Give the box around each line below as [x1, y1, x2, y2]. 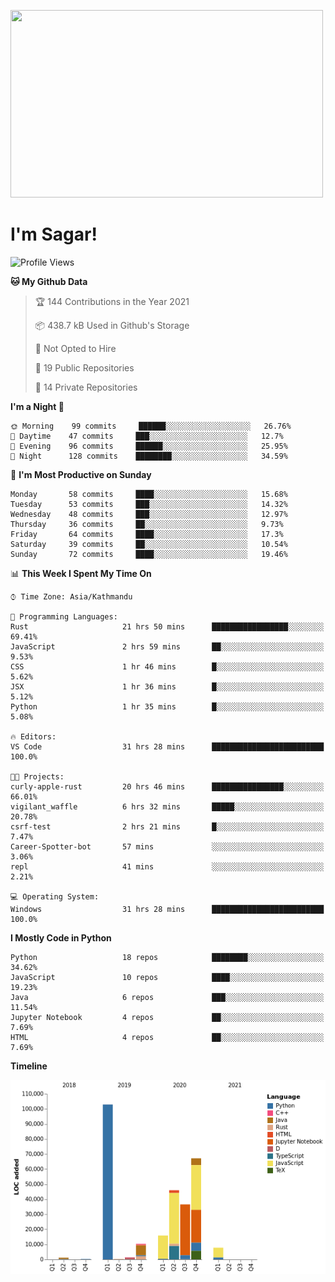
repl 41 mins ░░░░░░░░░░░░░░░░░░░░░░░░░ [10, 861, 325, 872]
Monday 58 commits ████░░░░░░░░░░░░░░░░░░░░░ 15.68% [10, 489, 288, 499]
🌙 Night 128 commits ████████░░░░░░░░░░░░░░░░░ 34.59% [10, 451, 288, 461]
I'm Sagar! [10, 223, 98, 246]
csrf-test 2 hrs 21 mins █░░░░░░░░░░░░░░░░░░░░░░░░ [10, 821, 325, 832]
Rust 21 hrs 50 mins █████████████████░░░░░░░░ [10, 621, 325, 632]
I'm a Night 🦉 [10, 400, 65, 412]
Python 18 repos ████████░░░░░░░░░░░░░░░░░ [10, 952, 325, 962]
